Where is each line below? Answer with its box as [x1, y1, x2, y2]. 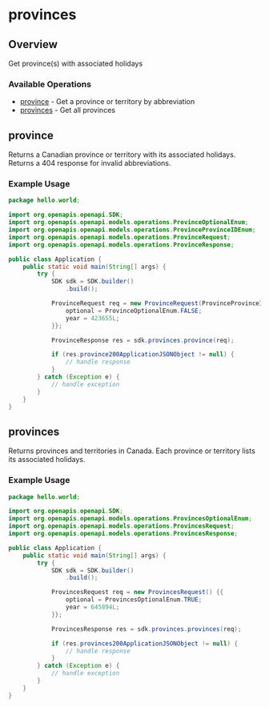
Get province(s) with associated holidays [8, 58, 143, 68]
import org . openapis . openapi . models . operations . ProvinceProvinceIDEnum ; [8, 226, 256, 234]
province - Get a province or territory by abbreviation [19, 97, 195, 106]
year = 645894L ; [65, 603, 120, 612]
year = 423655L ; [65, 314, 120, 322]
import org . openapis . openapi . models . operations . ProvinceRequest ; [8, 233, 231, 241]
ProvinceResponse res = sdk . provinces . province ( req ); [50, 336, 235, 344]
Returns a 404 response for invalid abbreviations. [8, 159, 171, 168]
